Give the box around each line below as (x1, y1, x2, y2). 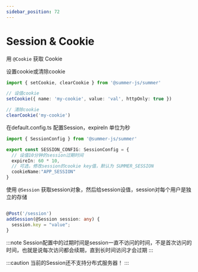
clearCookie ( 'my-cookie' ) (6, 112, 70, 118)
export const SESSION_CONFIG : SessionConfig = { (6, 146, 129, 152)
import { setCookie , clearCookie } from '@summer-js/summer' (6, 80, 162, 85)
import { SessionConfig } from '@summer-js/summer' (6, 136, 137, 142)
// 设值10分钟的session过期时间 (11, 152, 84, 158)
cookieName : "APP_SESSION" (11, 169, 76, 175)
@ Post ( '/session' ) (6, 210, 52, 217)
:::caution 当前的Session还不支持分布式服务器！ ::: (6, 259, 129, 266)
